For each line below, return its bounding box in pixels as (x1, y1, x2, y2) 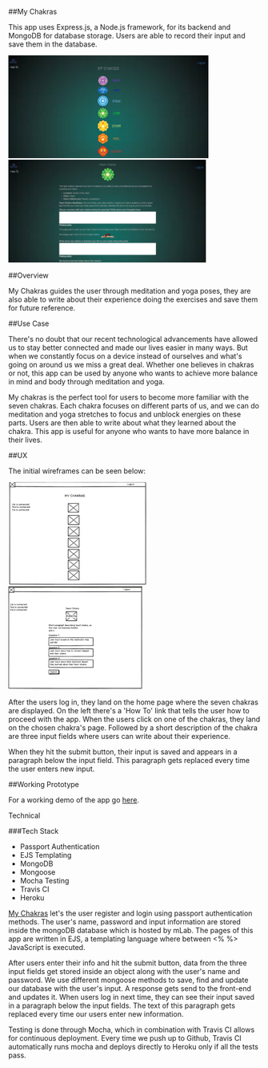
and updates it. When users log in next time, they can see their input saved (8, 993, 254, 1001)
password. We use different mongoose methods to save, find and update (8, 975, 249, 985)
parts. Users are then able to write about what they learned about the (8, 418, 237, 428)
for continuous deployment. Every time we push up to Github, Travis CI (8, 1033, 242, 1042)
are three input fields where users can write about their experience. (8, 732, 230, 741)
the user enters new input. (8, 764, 95, 774)
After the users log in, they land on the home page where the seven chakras (8, 697, 258, 707)
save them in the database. (8, 39, 98, 49)
